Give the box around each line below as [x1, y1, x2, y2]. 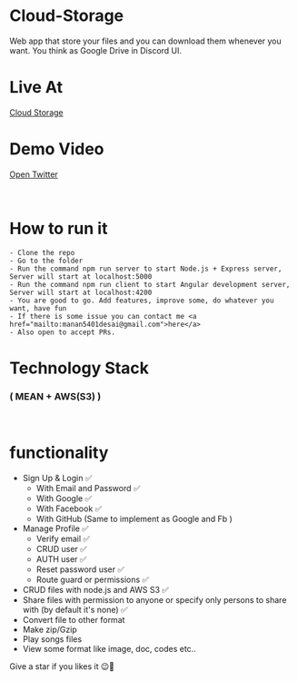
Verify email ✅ [35, 533, 91, 545]
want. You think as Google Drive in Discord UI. [9, 44, 183, 55]
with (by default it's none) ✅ [22, 605, 128, 616]
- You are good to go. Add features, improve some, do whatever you [9, 296, 274, 305]
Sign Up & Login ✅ [22, 473, 93, 484]
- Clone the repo [9, 248, 75, 257]
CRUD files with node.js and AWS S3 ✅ [22, 585, 170, 596]
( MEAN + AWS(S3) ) [9, 390, 102, 402]
